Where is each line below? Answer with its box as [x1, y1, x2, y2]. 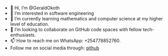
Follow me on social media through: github [10, 45, 99, 51]
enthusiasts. [10, 32, 36, 38]
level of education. [10, 21, 49, 27]
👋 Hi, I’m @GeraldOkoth [10, 5, 60, 11]
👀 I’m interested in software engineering [10, 10, 94, 16]
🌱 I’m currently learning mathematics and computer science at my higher [10, 16, 163, 21]
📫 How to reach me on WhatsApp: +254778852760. [10, 38, 121, 43]
